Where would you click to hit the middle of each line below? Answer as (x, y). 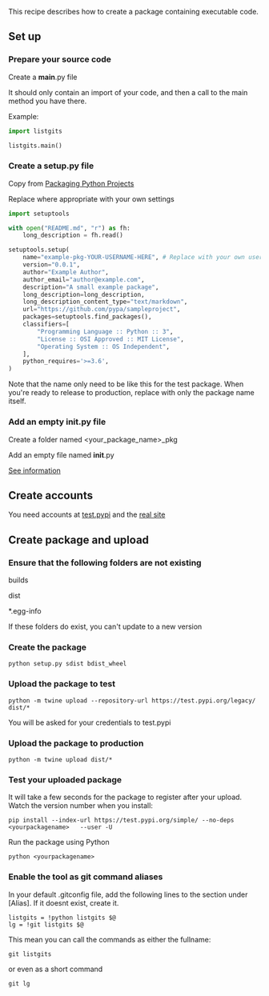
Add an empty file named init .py (61, 454)
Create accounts (51, 495)
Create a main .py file (43, 77)
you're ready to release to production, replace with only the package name (131, 393)
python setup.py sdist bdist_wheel (68, 664)
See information (35, 470)
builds (18, 580)
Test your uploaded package (65, 779)
